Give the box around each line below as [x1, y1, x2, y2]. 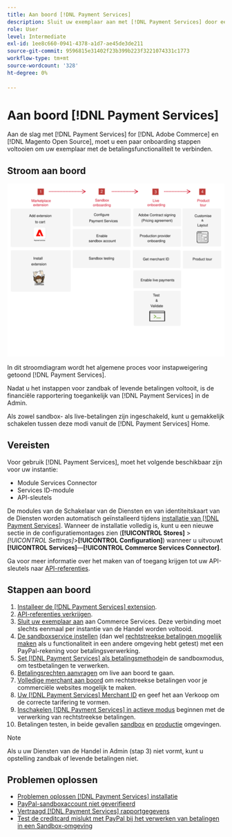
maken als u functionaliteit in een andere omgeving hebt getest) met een [17, 639, 224, 648]
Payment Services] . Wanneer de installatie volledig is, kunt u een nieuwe [7, 521, 214, 529]
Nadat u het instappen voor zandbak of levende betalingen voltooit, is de [7, 384, 214, 392]
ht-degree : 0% [7, 69, 48, 76]
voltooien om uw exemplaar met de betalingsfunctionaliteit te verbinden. [7, 145, 213, 153]
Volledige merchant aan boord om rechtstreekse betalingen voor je [17, 676, 208, 684]
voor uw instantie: [7, 465, 59, 473]
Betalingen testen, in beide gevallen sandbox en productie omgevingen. [17, 720, 222, 728]
